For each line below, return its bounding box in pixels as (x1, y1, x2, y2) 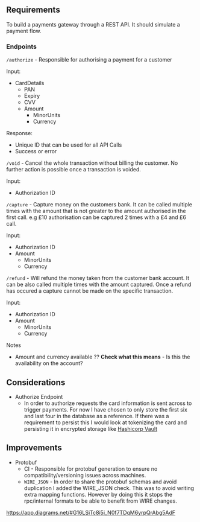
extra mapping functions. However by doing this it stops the (23, 491, 173, 498)
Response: (6, 130, 33, 137)
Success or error (14, 148, 57, 155)
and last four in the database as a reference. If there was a (23, 412, 169, 419)
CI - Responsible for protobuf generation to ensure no (23, 465, 158, 473)
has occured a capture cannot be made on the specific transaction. (6, 287, 173, 294)
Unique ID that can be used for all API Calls (14, 141, 122, 148)
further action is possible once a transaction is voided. (6, 166, 142, 173)
